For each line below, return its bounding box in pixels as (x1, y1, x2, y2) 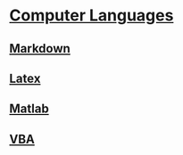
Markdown (9, 41, 71, 56)
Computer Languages (9, 5, 174, 26)
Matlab (9, 102, 49, 117)
